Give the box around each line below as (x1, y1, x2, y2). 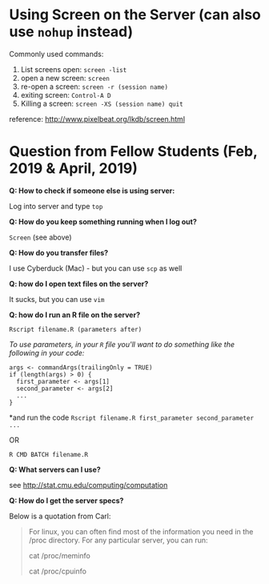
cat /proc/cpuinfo (28, 566, 87, 576)
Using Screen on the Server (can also (9, 6, 261, 24)
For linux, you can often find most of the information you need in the (28, 526, 254, 536)
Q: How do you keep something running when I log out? (9, 216, 197, 226)
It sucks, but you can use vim (9, 294, 105, 304)
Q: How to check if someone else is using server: (9, 186, 175, 195)
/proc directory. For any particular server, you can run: (28, 535, 208, 545)
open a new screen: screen (20, 73, 110, 83)
